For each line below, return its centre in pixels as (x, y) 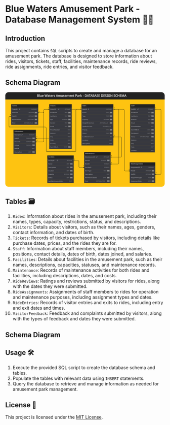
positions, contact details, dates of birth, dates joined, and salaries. (82, 254)
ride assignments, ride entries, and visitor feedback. (59, 67)
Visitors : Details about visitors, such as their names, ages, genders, (84, 227)
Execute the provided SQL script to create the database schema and (84, 367)
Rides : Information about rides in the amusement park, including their (84, 216)
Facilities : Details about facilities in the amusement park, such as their (88, 259)
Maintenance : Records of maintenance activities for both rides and (81, 270)
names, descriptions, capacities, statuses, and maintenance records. (84, 265)
